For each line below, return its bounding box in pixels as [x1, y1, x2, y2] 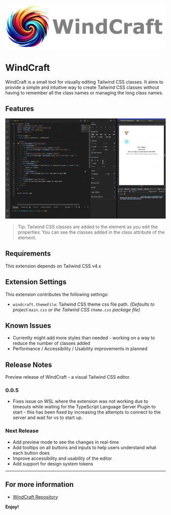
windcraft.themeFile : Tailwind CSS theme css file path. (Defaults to [12, 301, 155, 307]
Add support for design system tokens [12, 460, 93, 467]
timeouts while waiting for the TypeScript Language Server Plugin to [12, 404, 156, 410]
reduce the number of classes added [12, 340, 91, 347]
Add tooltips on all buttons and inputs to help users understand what [12, 444, 157, 450]
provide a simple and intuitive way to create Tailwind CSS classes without [5, 84, 159, 90]
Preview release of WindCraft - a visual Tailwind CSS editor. [5, 374, 131, 380]
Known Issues [5, 321, 51, 330]
